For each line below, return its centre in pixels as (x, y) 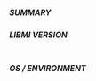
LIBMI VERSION (39, 35)
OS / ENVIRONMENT (48, 68)
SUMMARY (30, 12)
